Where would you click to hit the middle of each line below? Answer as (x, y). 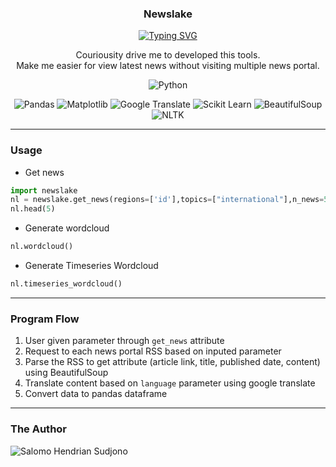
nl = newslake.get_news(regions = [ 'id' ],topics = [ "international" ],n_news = (167, 200)
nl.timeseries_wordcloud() (66, 284)
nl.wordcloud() (42, 247)
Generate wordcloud (67, 228)
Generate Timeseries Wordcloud (91, 266)
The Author (39, 429)
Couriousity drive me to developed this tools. (168, 55)
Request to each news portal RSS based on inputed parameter (153, 351)
